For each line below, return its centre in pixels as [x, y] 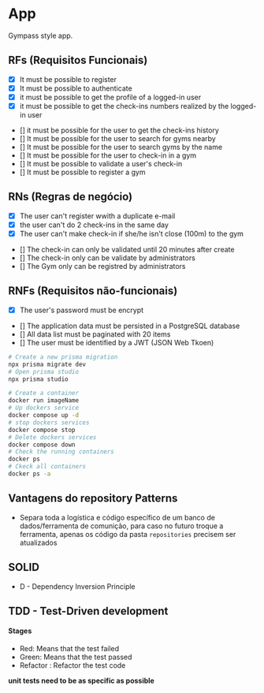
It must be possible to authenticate [76, 88]
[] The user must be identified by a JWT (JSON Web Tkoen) [117, 342]
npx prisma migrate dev [47, 364]
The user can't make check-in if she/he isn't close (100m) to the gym [132, 233]
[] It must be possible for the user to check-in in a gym [108, 155]
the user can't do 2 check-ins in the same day [94, 225]
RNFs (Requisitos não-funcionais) [93, 291]
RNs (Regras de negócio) [70, 197]
